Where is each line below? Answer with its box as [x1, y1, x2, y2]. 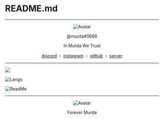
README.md [5, 3, 58, 14]
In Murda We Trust [63, 43, 101, 48]
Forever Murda [67, 109, 97, 115]
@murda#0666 [66, 33, 98, 39]
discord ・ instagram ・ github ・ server [41, 52, 123, 59]
